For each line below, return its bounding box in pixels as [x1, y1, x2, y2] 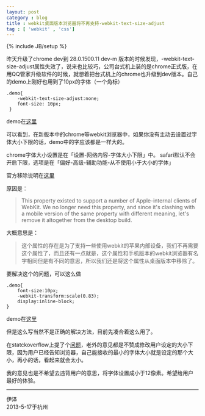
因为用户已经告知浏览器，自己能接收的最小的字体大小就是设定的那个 [16, 349, 188, 356]
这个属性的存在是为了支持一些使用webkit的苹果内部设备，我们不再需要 [21, 242, 199, 249]
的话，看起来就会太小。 [27, 356, 87, 364]
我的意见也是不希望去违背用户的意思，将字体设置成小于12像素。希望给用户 [6, 370, 194, 377]
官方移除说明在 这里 [6, 172, 55, 179]
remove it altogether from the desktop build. [21, 217, 132, 224]
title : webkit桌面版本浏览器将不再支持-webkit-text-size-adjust [6, 20, 165, 26]
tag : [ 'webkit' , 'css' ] [6, 26, 75, 32]
